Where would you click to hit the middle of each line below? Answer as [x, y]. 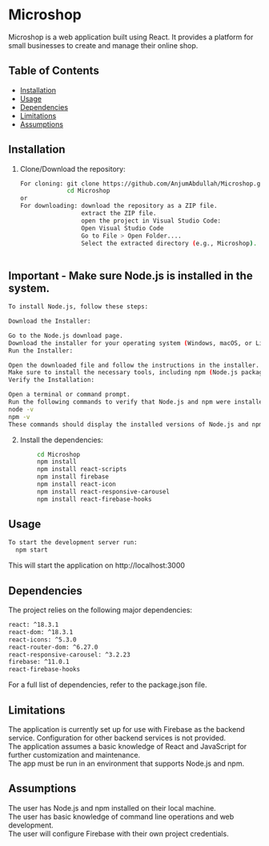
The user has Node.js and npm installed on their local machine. [112, 807]
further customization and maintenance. [74, 754]
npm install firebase [73, 477]
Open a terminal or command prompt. [69, 395]
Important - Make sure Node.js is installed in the [131, 276]
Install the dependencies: [62, 440]
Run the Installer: [41, 351]
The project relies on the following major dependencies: [100, 610]
